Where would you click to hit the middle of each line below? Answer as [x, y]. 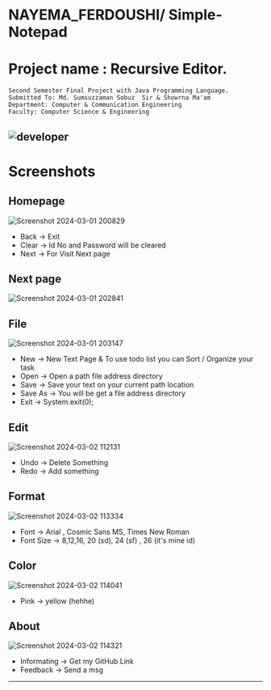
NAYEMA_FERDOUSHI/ [87, 15]
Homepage [37, 201]
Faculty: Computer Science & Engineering [79, 112]
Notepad [38, 32]
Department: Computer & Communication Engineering [95, 105]
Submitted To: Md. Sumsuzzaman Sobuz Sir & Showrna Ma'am [110, 98]
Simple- [196, 15]
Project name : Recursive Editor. [118, 69]
